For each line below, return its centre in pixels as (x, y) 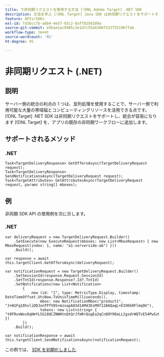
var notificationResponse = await (40, 335)
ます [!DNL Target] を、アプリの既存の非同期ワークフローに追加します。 (77, 122)
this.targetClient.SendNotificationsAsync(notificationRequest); (73, 340)
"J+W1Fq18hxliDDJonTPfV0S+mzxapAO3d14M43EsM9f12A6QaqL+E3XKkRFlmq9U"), (79, 306)
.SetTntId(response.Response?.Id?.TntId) (56, 280)
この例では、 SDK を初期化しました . (41, 349)
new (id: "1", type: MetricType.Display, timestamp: (86, 293)
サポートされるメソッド (40, 139)
